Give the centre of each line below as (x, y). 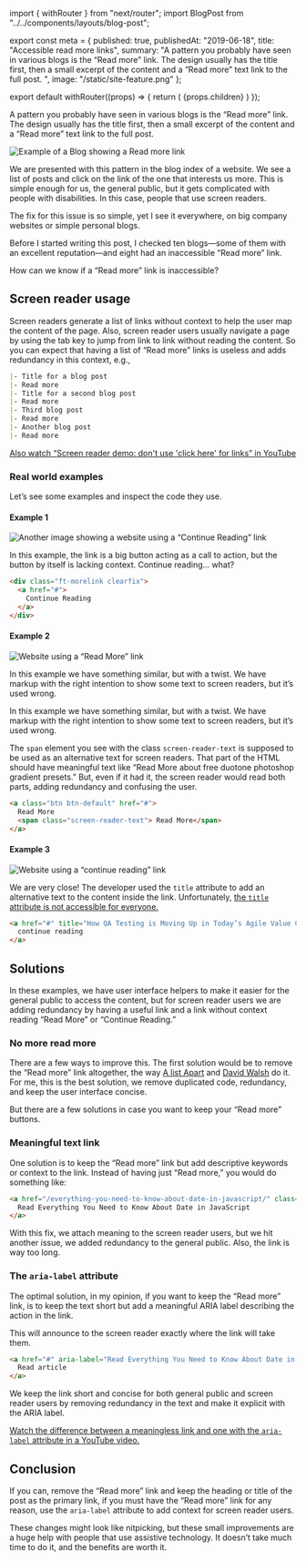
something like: (38, 1182)
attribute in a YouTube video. (86, 1440)
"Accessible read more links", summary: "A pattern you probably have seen (150, 50)
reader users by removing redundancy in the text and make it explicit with (147, 1403)
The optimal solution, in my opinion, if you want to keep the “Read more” (145, 1296)
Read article (42, 1368)
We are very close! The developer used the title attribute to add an (138, 887)
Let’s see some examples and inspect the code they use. (116, 496)
